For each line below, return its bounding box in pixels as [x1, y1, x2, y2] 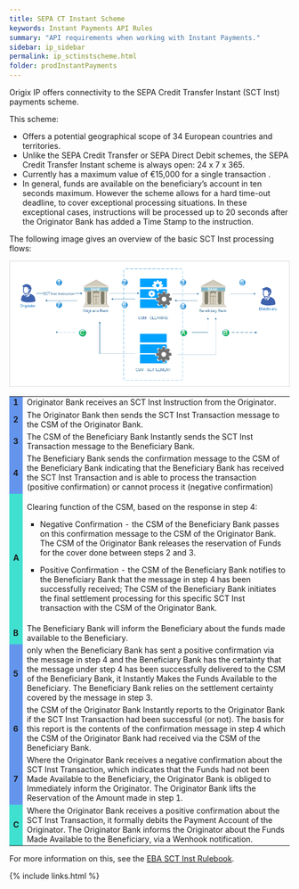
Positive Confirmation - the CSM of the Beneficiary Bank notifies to [39, 564, 287, 575]
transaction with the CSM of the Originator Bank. [39, 603, 218, 613]
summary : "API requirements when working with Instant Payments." [9, 33, 261, 42]
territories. [21, 141, 61, 151]
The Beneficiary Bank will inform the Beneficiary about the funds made [26, 622, 286, 633]
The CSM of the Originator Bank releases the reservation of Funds [39, 538, 282, 548]
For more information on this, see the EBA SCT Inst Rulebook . [9, 853, 235, 864]
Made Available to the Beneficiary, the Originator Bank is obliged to [26, 774, 271, 785]
